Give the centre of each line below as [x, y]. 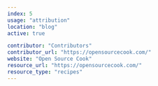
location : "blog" [33, 27]
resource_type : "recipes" [45, 72]
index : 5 [20, 14]
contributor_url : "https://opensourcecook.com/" [79, 52]
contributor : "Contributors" [50, 46]
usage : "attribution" [39, 20]
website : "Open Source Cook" [50, 59]
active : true [26, 33]
